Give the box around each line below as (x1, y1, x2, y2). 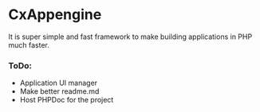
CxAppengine (8, 6, 102, 24)
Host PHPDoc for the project (19, 95, 114, 105)
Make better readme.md (19, 87, 100, 96)
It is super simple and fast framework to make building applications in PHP (8, 32, 253, 41)
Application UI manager (19, 78, 98, 88)
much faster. (8, 40, 50, 49)
